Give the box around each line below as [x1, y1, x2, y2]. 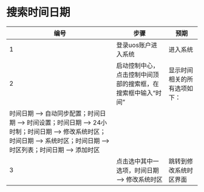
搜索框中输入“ [116, 89, 156, 97]
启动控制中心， [116, 61, 159, 70]
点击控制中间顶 [116, 70, 159, 79]
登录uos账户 [116, 41, 152, 49]
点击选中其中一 [116, 157, 159, 165]
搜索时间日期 [6, 5, 71, 19]
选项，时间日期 [116, 166, 159, 174]
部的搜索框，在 [116, 80, 159, 88]
